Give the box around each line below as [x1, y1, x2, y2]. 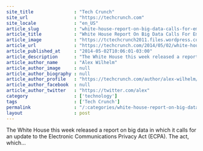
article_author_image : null [6, 65, 91, 71]
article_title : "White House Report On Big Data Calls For [6, 31, 190, 37]
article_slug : [6, 25, 77, 32]
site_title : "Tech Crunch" [6, 8, 115, 15]
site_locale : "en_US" [6, 20, 98, 26]
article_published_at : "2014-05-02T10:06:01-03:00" [6, 48, 153, 54]
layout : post [6, 110, 91, 116]
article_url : [6, 43, 77, 49]
